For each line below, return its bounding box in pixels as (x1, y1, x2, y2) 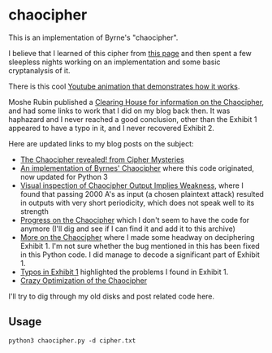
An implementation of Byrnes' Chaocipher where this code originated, (19, 163, 254, 172)
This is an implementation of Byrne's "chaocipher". (8, 33, 179, 42)
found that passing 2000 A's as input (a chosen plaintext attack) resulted (19, 189, 264, 198)
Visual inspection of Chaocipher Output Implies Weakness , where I (19, 181, 244, 190)
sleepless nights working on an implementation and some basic (8, 57, 221, 67)
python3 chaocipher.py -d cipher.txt (8, 336, 136, 345)
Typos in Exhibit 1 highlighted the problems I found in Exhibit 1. (19, 267, 229, 277)
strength (19, 206, 49, 216)
